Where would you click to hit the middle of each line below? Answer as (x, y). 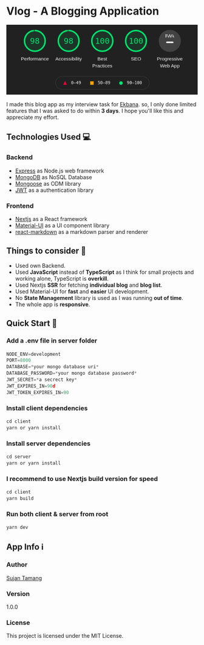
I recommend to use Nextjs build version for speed (82, 479)
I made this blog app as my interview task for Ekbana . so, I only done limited (101, 104)
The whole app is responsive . (53, 304)
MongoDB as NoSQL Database (53, 177)
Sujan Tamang (24, 578)
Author (17, 565)
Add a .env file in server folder (52, 341)
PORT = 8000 (19, 360)
